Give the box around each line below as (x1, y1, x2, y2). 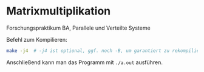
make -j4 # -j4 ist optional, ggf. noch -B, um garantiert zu (6, 47, 170, 54)
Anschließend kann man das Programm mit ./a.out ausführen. (6, 59, 163, 66)
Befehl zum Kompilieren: (6, 36, 67, 43)
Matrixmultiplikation (6, 4, 111, 18)
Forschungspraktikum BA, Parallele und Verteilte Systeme (6, 24, 151, 31)
